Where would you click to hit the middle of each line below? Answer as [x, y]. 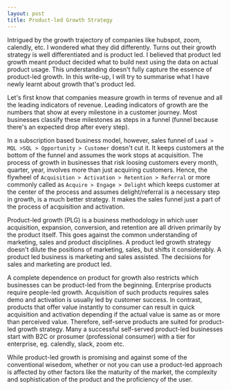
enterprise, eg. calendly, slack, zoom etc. [66, 344]
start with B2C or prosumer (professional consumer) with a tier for [101, 336]
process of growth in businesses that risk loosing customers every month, [113, 162]
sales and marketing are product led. [59, 264]
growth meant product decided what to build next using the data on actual [113, 62]
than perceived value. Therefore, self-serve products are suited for [103, 321]
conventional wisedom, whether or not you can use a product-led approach [115, 364]
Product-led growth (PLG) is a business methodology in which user [103, 220]
